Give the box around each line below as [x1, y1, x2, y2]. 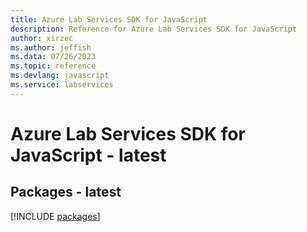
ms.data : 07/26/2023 [10, 52, 97, 62]
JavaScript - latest [10, 144, 167, 166]
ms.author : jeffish [10, 42, 92, 53]
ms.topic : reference [10, 61, 97, 71]
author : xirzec [10, 33, 74, 43]
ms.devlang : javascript [10, 71, 110, 81]
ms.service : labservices [10, 80, 114, 90]
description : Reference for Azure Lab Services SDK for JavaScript [10, 24, 298, 34]
